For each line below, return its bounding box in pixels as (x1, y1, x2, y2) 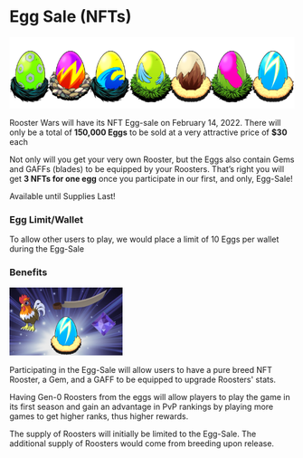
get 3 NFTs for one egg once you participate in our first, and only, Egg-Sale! (9, 173, 293, 184)
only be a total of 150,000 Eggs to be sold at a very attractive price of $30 (9, 127, 288, 138)
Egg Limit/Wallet (9, 213, 84, 225)
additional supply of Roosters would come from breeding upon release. (9, 437, 274, 449)
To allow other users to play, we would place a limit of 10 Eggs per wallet (9, 234, 279, 245)
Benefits (9, 266, 48, 279)
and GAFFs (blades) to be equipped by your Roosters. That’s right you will (9, 163, 285, 174)
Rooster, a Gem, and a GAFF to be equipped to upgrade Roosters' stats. (9, 374, 277, 385)
